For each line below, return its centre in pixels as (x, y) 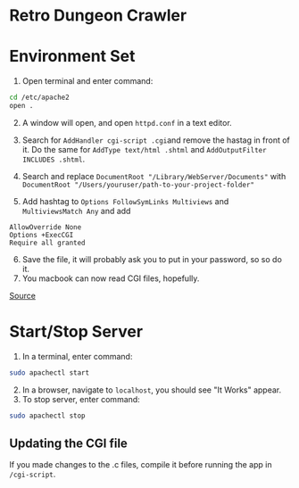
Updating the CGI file (68, 443)
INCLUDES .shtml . (54, 159)
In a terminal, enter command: (77, 356)
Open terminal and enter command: (87, 81)
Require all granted (48, 243)
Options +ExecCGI (42, 235)
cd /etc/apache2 (39, 98)
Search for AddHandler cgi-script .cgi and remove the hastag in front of (156, 140)
